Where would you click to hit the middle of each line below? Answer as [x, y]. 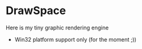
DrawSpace [36, 11]
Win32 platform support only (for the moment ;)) [76, 39]
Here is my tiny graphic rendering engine [57, 28]
